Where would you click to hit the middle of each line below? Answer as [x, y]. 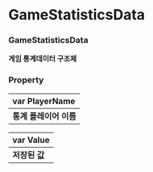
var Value [31, 140]
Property [26, 80]
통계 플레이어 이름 [44, 116]
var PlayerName [44, 101]
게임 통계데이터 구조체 [43, 59]
